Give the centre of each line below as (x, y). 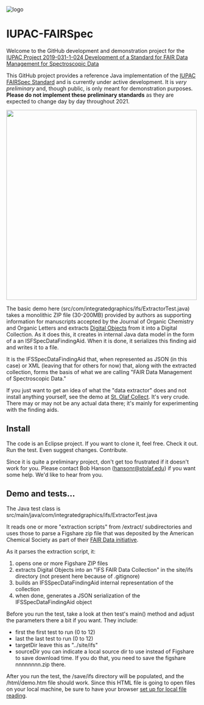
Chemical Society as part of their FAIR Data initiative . (72, 540)
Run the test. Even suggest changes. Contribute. (67, 450)
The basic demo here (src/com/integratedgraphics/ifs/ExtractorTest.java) (98, 308)
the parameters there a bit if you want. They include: (72, 620)
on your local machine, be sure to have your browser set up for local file (97, 689)
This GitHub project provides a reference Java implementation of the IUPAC (101, 75)
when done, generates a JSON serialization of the (78, 596)
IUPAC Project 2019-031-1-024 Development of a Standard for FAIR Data (97, 57)
